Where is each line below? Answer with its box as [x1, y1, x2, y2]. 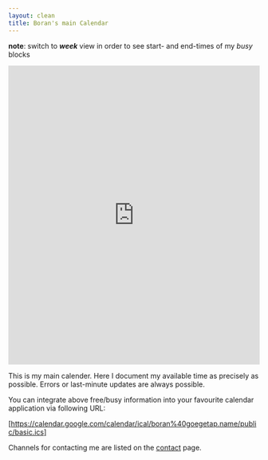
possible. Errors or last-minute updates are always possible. [8, 379, 205, 389]
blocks [8, 49, 30, 59]
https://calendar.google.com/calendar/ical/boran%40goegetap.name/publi [10, 419, 257, 428]
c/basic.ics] [8, 427, 47, 437]
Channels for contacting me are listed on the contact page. [8, 442, 202, 452]
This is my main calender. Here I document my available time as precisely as [8, 371, 259, 380]
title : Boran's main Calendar [8, 19, 109, 27]
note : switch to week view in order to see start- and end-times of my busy [8, 41, 253, 50]
